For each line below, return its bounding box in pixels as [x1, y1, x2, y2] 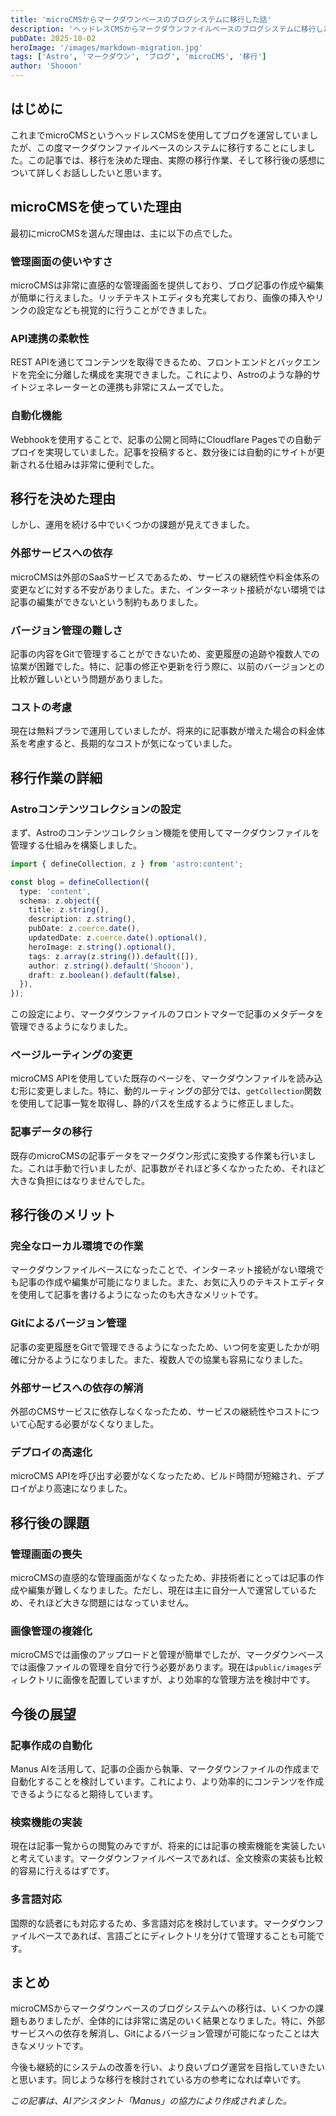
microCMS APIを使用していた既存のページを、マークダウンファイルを [10, 1072, 297, 1085]
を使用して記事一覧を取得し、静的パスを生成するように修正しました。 [10, 1097, 300, 1110]
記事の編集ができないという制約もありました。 [10, 596, 203, 608]
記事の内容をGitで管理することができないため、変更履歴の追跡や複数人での [10, 647, 320, 660]
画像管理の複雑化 [10, 1624, 93, 1638]
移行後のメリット [10, 1207, 116, 1224]
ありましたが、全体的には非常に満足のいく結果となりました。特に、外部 [27, 2015, 325, 2027]
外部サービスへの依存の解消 [10, 1381, 144, 1395]
